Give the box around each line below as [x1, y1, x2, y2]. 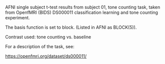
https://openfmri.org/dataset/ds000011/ [5, 53, 87, 59]
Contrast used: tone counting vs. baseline [5, 34, 91, 40]
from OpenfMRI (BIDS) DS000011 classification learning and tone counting [5, 9, 158, 15]
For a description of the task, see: [5, 44, 74, 49]
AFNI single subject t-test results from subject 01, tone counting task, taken [5, 4, 160, 10]
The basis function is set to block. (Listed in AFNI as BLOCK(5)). [5, 24, 137, 30]
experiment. [5, 15, 30, 20]
